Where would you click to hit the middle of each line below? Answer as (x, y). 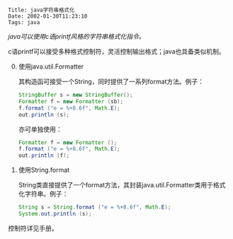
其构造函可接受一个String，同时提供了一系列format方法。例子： (111, 81)
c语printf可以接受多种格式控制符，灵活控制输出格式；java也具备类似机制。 (116, 51)
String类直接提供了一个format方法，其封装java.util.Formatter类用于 (115, 185)
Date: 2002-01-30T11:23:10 (48, 16)
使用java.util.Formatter (51, 66)
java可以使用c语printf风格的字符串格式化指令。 (77, 36)
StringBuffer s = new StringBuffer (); (75, 95)
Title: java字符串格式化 (41, 10)
